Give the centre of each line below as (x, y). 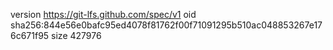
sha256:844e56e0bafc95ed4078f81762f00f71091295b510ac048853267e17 (166, 25)
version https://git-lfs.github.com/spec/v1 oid (103, 14)
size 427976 (76, 35)
